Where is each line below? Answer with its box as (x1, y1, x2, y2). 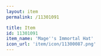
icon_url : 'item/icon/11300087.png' (6, 41, 96, 47)
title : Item (6, 25, 35, 31)
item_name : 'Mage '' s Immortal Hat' (6, 36, 94, 42)
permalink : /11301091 (6, 14, 60, 20)
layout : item (6, 8, 38, 15)
